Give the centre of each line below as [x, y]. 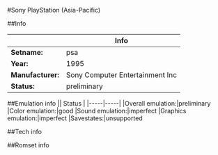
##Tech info [24, 132]
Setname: [27, 52]
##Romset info [29, 145]
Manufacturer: [35, 75]
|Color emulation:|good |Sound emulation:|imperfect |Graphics [97, 111]
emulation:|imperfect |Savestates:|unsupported [75, 118]
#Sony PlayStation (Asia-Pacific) [54, 10]
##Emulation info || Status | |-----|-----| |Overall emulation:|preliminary [109, 103]
